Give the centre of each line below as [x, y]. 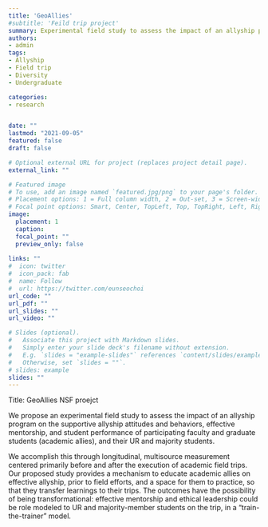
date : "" [23, 126]
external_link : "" [39, 170]
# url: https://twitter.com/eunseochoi [77, 289]
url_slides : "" [33, 311]
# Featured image [37, 185]
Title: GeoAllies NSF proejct [53, 400]
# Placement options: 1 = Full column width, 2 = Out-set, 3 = [116, 200]
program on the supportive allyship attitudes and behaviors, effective [122, 424]
